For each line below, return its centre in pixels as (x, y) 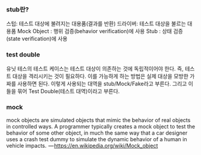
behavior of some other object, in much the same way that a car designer (97, 133)
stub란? (17, 9)
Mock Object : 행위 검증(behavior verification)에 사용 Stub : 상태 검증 (100, 31)
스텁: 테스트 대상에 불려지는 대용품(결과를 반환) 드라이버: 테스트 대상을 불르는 (96, 24)
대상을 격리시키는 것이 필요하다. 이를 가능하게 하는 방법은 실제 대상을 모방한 (100, 76)
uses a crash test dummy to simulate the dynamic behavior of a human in (97, 139)
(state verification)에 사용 (37, 39)
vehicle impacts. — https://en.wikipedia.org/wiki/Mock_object (82, 145)
